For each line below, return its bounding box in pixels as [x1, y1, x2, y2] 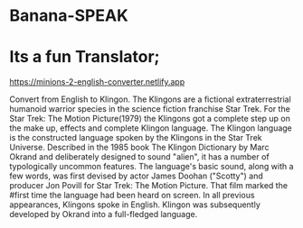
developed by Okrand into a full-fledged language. [9, 209, 198, 220]
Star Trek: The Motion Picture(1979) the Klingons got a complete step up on [9, 114, 291, 124]
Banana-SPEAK [9, 5, 128, 26]
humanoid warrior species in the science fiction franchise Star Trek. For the [9, 104, 291, 114]
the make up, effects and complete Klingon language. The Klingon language [9, 123, 292, 133]
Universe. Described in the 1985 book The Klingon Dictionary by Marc [9, 141, 270, 153]
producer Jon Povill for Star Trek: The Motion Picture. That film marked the [9, 180, 288, 191]
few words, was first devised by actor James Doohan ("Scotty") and [9, 170, 264, 181]
